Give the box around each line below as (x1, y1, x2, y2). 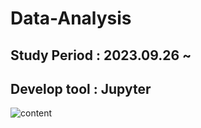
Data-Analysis (10, 7, 132, 30)
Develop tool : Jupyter (10, 80, 152, 97)
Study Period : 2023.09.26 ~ (10, 47, 192, 64)
